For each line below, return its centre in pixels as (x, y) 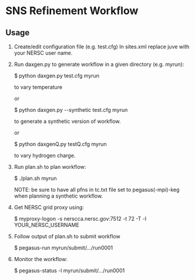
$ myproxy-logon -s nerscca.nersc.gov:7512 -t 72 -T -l (80, 219)
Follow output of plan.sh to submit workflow (67, 236)
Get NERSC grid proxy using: (49, 207)
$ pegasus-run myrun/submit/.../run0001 (63, 248)
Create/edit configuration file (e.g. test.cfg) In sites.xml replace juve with (102, 46)
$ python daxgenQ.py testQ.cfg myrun (60, 144)
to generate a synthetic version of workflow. (67, 121)
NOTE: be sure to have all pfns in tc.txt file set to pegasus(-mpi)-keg (97, 190)
